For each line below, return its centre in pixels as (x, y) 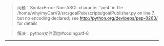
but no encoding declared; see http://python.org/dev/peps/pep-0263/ (87, 18)
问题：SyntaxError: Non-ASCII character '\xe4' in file (70, 8)
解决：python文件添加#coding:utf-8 (53, 33)
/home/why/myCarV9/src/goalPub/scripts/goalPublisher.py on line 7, (86, 13)
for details (27, 23)
